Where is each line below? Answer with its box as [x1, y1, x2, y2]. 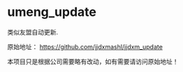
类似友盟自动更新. [7, 28, 59, 36]
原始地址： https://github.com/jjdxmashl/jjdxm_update [7, 42, 163, 51]
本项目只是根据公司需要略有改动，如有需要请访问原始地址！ [7, 57, 179, 66]
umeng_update [7, 4, 96, 20]
